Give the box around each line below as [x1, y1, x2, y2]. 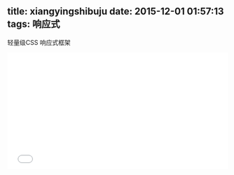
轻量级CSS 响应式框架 [7, 38, 71, 46]
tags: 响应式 [7, 18, 61, 30]
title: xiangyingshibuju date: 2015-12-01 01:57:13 [7, 6, 224, 17]
